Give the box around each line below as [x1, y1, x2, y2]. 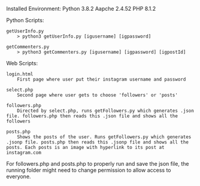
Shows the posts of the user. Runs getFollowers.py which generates [17, 134, 192, 140]
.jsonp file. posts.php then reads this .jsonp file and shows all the [6, 139, 189, 145]
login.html [6, 71, 34, 77]
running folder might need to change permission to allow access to [6, 167, 171, 173]
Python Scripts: [6, 17, 44, 23]
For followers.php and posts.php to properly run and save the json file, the [6, 160, 189, 167]
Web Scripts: [6, 60, 38, 66]
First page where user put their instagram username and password [17, 77, 186, 83]
